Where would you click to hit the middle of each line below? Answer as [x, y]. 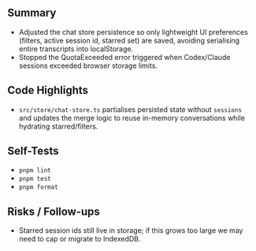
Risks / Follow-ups [54, 211]
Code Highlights [48, 90]
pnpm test [35, 179]
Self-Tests [33, 151]
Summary [32, 13]
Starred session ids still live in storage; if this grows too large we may [131, 230]
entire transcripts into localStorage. [76, 49]
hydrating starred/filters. [58, 126]
